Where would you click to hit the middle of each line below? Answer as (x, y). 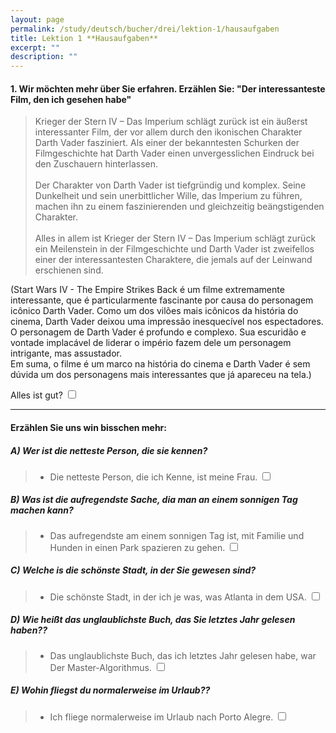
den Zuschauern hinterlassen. (96, 164)
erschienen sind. (69, 270)
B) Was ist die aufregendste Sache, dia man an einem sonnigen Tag (154, 500)
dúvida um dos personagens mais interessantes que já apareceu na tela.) (161, 375)
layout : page (37, 19)
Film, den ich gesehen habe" (71, 99)
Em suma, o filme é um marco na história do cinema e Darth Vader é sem (160, 364)
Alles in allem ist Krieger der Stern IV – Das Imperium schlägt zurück (175, 238)
